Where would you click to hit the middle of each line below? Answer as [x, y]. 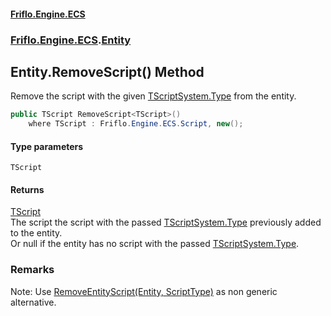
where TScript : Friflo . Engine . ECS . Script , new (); [136, 124]
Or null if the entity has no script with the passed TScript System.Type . [155, 244]
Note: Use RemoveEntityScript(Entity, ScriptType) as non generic [144, 291]
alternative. [33, 302]
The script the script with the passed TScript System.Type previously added [166, 222]
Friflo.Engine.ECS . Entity [71, 40]
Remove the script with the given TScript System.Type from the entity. [153, 96]
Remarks [32, 270]
